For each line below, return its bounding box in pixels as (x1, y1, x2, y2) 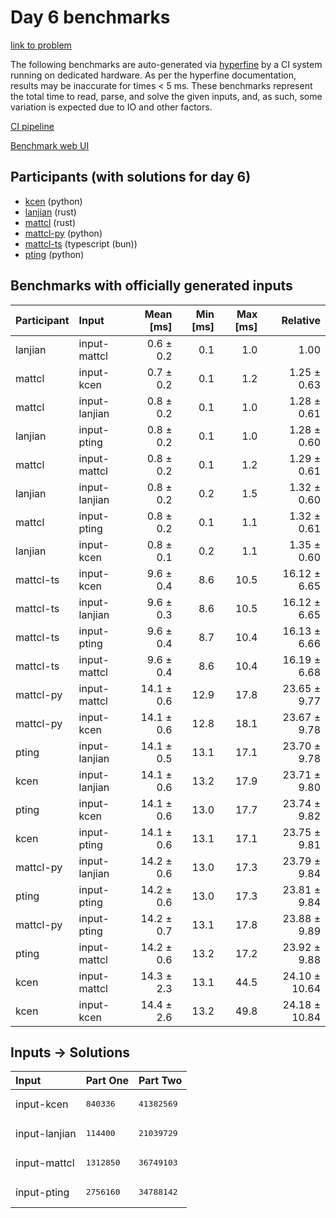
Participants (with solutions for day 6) (10, 169, 252, 186)
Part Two (138, 1074, 183, 1088)
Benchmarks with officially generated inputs (10, 277, 293, 295)
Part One (85, 1074, 129, 1088)
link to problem (10, 39, 72, 51)
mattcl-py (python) (24, 227, 103, 239)
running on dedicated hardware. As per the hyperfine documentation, (10, 69, 297, 81)
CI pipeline (10, 120, 55, 132)
